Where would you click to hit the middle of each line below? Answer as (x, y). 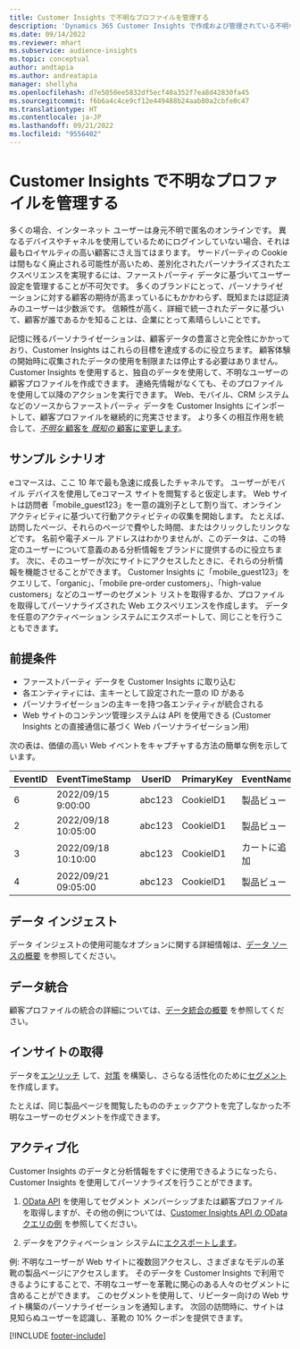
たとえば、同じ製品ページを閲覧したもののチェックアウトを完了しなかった (146, 1106)
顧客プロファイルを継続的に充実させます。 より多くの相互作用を (158, 416)
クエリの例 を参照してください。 (82, 1224)
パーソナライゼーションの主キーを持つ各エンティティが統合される (143, 704)
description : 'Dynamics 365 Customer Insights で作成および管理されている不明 (149, 26)
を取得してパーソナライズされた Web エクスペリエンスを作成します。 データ (149, 605)
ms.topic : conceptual (50, 59)
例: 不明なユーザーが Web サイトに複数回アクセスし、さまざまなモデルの (143, 1261)
